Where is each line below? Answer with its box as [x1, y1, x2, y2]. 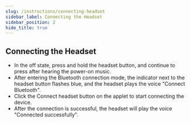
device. [13, 99, 32, 106]
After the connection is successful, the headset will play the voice [13, 105, 173, 112]
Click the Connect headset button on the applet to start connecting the [13, 93, 185, 100]
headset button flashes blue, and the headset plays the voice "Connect [13, 80, 185, 87]
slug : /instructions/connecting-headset [5, 8, 106, 15]
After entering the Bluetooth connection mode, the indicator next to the [13, 74, 185, 82]
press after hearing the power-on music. [13, 68, 112, 75]
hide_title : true [5, 24, 48, 31]
